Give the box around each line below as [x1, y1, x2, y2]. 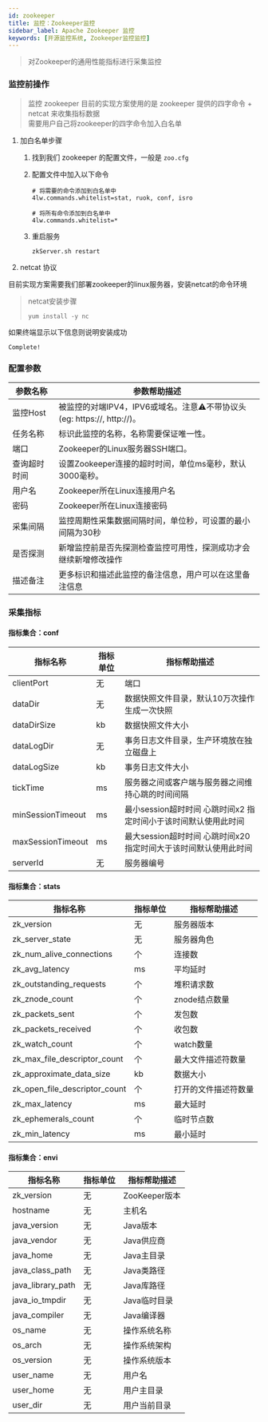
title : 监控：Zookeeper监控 [8, 19, 96, 27]
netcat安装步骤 [27, 296, 77, 306]
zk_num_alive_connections [12, 948, 113, 959]
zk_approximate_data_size [12, 1068, 111, 1079]
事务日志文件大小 [124, 761, 189, 773]
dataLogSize [12, 761, 60, 772]
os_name [12, 1325, 46, 1336]
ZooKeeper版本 [123, 1190, 181, 1202]
